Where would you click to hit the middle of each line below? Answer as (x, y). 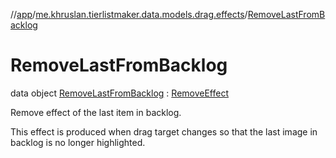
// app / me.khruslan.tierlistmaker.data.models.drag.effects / (129, 14)
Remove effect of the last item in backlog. (96, 112)
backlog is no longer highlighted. (78, 142)
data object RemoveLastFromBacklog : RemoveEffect (119, 93)
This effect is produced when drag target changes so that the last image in (164, 131)
